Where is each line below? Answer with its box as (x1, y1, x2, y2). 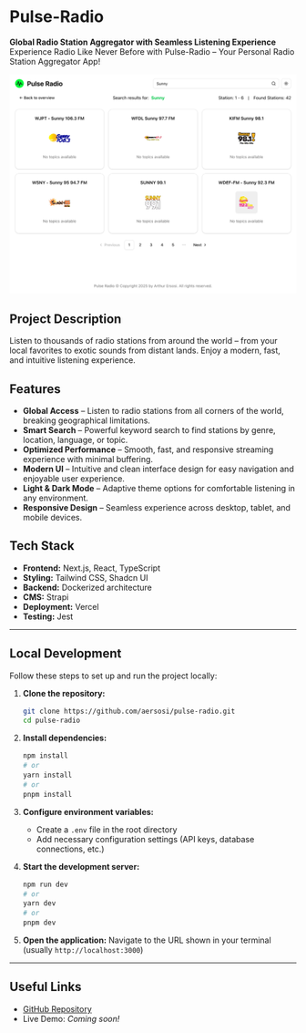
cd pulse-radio (22, 716, 81, 726)
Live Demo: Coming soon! (22, 1013, 120, 1024)
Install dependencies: (22, 732, 107, 744)
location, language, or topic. (22, 434, 128, 445)
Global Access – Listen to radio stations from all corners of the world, (22, 405, 284, 416)
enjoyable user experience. (22, 472, 126, 484)
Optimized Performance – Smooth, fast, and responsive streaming (22, 444, 274, 455)
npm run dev (22, 880, 68, 889)
